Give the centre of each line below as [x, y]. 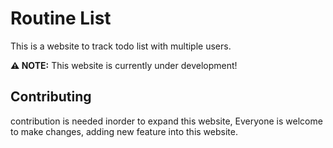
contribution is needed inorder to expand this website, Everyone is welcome [166, 121]
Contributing [51, 97]
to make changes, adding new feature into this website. [124, 131]
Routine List [61, 18]
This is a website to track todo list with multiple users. [121, 46]
